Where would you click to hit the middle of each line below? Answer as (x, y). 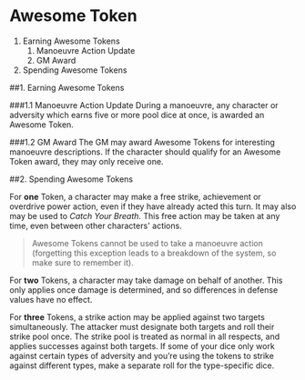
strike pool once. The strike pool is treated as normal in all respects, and (145, 336)
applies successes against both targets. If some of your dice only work (142, 345)
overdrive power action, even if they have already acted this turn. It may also (153, 206)
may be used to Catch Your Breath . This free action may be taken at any (145, 215)
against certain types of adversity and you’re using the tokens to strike (142, 355)
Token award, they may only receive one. (86, 161)
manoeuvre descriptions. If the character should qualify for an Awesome (145, 152)
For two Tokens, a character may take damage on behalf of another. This (146, 280)
